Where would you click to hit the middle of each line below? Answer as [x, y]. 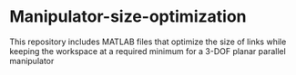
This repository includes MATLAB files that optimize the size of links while [148, 42]
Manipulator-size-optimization [128, 17]
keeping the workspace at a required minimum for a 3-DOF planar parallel [148, 51]
